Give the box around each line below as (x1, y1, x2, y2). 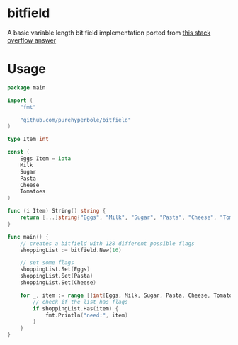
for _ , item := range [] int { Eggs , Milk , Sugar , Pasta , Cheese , (20, 292, 211, 299)
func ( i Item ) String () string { (7, 208, 106, 215)
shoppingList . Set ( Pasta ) (20, 273, 93, 280)
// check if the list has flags (33, 298, 129, 305)
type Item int (7, 136, 50, 143)
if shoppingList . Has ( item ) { (33, 305, 119, 312)
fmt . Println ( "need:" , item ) (45, 312, 129, 319)
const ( (7, 149, 30, 156)
